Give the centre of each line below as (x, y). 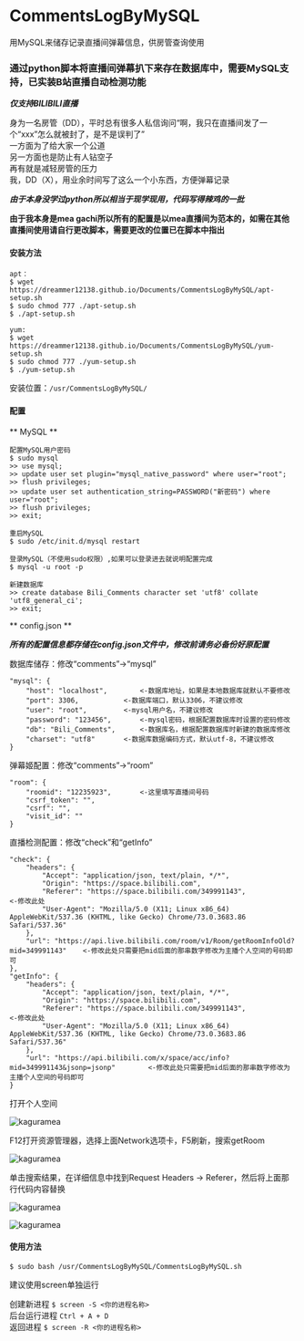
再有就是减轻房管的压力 (53, 169)
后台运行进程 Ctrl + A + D (59, 1315)
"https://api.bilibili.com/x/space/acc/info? (142, 1058)
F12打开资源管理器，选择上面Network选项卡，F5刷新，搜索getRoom (137, 1140)
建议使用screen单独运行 (55, 1284)
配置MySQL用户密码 (40, 450)
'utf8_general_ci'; (46, 600)
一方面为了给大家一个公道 (57, 146)
